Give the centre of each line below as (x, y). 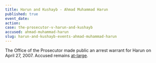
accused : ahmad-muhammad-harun (37, 32)
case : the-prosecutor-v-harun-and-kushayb (49, 28)
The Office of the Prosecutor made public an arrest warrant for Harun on (78, 50)
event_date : (17, 18)
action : (13, 23)
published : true (22, 14)
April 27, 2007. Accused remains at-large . (47, 55)
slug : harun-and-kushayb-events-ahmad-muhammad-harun (61, 37)
